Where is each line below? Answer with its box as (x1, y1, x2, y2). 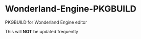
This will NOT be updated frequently (5, 28, 78, 34)
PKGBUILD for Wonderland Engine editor (5, 19, 87, 25)
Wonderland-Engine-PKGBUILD (5, 3, 137, 14)
